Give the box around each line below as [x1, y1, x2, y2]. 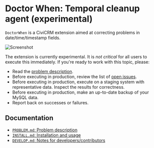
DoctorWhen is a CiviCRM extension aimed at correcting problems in [5, 29, 140, 35]
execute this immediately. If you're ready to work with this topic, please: [5, 59, 150, 65]
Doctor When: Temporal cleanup [5, 3, 140, 14]
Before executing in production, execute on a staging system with [12, 79, 145, 85]
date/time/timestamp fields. [5, 35, 61, 41]
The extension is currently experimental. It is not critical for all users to [5, 53, 148, 59]
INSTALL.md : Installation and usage [12, 132, 81, 138]
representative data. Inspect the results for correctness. [12, 84, 125, 90]
